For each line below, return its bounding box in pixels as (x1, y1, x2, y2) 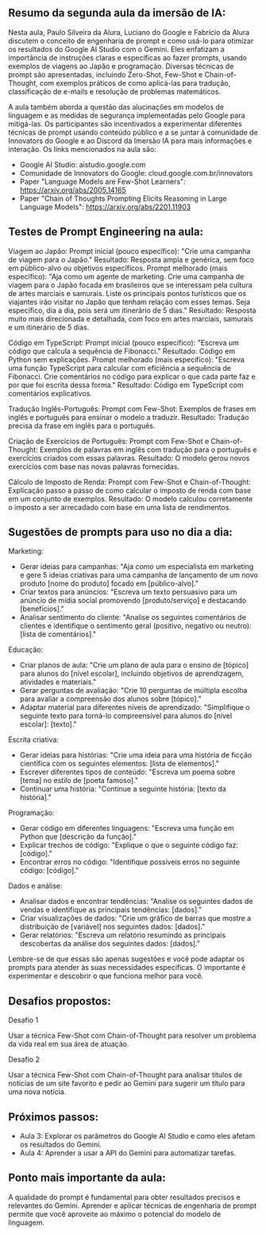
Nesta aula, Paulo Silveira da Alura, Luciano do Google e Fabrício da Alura (8, 27, 250, 37)
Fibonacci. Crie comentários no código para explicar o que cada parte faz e (8, 372, 256, 381)
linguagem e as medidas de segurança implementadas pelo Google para (8, 111, 245, 120)
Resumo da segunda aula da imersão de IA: (8, 6, 226, 20)
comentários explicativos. (8, 388, 93, 398)
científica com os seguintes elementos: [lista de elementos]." (19, 759, 220, 769)
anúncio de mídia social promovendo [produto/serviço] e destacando (19, 596, 247, 606)
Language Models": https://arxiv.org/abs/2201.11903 (19, 202, 191, 212)
